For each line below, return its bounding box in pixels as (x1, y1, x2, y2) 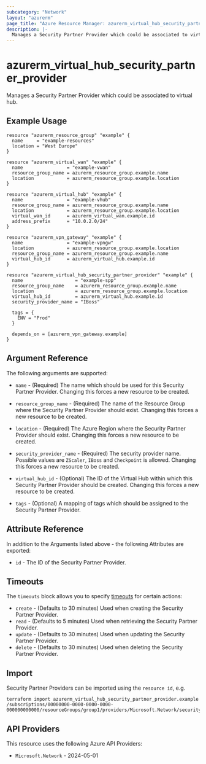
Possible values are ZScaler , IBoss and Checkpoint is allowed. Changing (15, 456, 196, 464)
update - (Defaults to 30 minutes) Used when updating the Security (15, 631, 185, 638)
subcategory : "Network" (6, 9, 67, 15)
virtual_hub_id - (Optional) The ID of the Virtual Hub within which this (15, 474, 193, 482)
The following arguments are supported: (6, 369, 109, 376)
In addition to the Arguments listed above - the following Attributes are (6, 540, 184, 547)
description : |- (6, 26, 48, 33)
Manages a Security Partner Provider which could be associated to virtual (6, 92, 193, 99)
